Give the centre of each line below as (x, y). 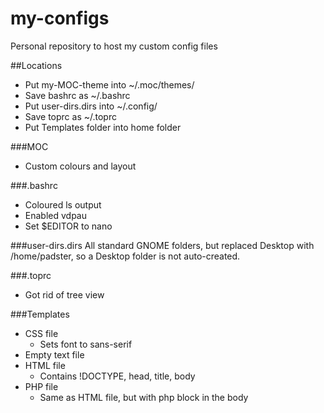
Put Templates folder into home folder (103, 127)
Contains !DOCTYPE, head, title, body (117, 376)
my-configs (60, 18)
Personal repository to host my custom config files (114, 46)
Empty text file (54, 354)
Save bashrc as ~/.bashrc (77, 95)
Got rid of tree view (64, 294)
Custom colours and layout (80, 166)
